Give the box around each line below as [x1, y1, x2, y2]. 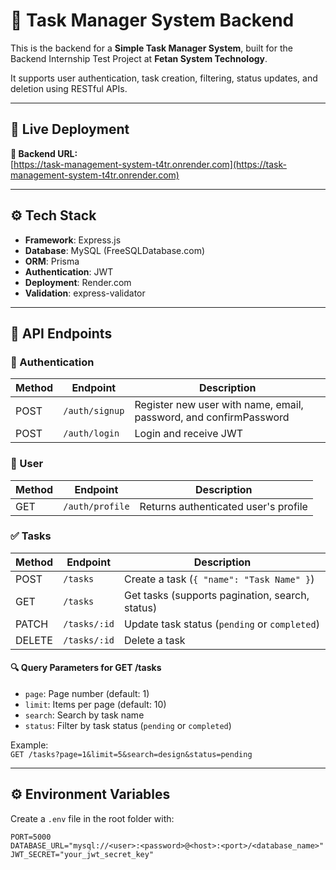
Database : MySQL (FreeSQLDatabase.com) [24, 244, 206, 256]
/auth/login [63, 428, 120, 439]
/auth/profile [63, 500, 130, 512]
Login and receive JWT [134, 427, 243, 441]
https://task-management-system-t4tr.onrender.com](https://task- [13, 158, 287, 170]
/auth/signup [63, 405, 125, 417]
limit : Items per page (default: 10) [24, 699, 167, 711]
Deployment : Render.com [24, 276, 132, 288]
